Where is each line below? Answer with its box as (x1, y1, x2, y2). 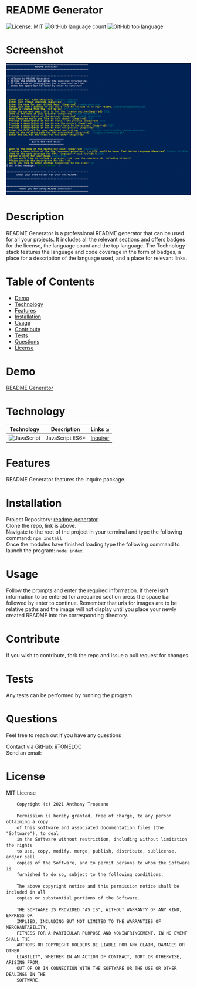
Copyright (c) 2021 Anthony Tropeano (16, 801, 109, 807)
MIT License (6, 789, 36, 796)
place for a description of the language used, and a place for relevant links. (6, 254, 188, 262)
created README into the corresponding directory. (6, 612, 129, 619)
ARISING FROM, (6, 959, 41, 965)
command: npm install (6, 535, 63, 542)
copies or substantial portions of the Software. (16, 895, 141, 901)
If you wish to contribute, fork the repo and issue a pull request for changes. (6, 651, 190, 658)
